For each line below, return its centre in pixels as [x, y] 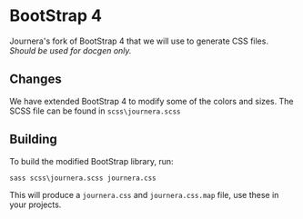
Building [33, 139]
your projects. [35, 204]
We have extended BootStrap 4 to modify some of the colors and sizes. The [151, 101]
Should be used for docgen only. [71, 50]
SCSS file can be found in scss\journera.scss [95, 111]
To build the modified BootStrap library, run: [92, 161]
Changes [35, 80]
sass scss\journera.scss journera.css [83, 178]
